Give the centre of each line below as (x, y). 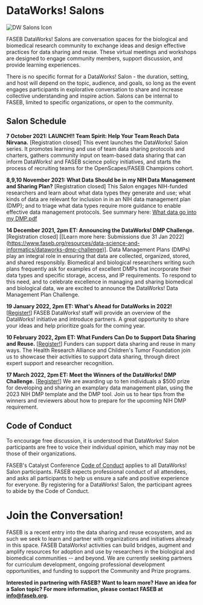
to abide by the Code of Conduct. (48, 491)
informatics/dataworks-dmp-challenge (54, 250)
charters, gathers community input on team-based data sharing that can (96, 155)
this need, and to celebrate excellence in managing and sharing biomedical (100, 282)
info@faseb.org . (27, 595)
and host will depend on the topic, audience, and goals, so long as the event (101, 83)
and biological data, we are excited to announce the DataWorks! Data (92, 288)
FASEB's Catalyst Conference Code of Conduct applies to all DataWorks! (97, 465)
